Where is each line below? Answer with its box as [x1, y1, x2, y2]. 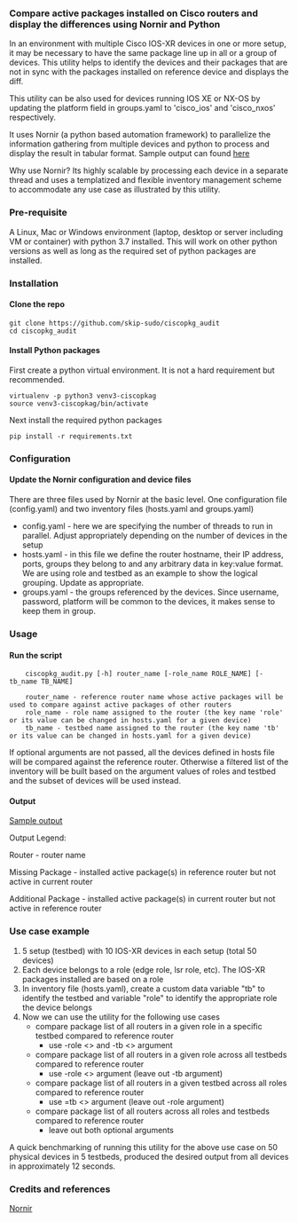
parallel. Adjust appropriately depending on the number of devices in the [21, 531, 288, 541]
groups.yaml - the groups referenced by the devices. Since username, [21, 587, 279, 597]
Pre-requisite [9, 207, 68, 219]
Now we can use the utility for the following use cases [21, 1011, 220, 1022]
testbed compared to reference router [35, 1030, 175, 1041]
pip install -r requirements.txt [9, 431, 133, 441]
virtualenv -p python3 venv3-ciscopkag [9, 391, 157, 400]
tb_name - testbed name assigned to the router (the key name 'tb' [25, 724, 279, 733]
